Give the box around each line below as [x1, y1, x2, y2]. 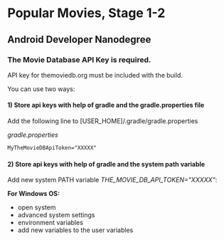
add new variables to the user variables [17, 226, 134, 234]
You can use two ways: [7, 84, 75, 93]
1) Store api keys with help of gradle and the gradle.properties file [7, 101, 205, 110]
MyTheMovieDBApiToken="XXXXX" [7, 145, 97, 152]
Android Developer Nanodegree [7, 33, 151, 46]
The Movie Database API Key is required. [7, 55, 151, 65]
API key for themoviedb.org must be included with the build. [7, 71, 183, 79]
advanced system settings [17, 211, 95, 219]
